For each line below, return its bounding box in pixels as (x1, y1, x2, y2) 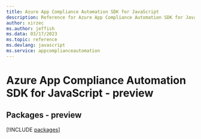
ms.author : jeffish (6, 25, 55, 32)
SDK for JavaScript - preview (6, 86, 154, 99)
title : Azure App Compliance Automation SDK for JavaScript (6, 8, 160, 15)
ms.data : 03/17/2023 (6, 31, 58, 37)
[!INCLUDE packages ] (6, 126, 60, 133)
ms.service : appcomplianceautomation (6, 48, 100, 54)
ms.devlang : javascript (6, 43, 66, 49)
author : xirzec (6, 20, 44, 26)
